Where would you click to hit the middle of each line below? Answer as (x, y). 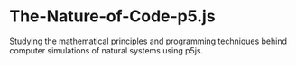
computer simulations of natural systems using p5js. (106, 50)
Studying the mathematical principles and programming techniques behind (148, 41)
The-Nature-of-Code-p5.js (112, 16)
